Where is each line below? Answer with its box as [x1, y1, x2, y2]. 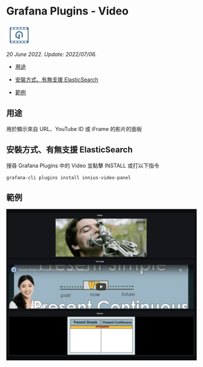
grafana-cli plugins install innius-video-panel [6, 174, 131, 180]
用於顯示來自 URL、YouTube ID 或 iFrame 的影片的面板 [6, 125, 143, 132]
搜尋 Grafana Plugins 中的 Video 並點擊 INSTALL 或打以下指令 [6, 162, 160, 169]
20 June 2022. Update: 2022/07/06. [6, 50, 97, 58]
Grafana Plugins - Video [6, 4, 129, 18]
